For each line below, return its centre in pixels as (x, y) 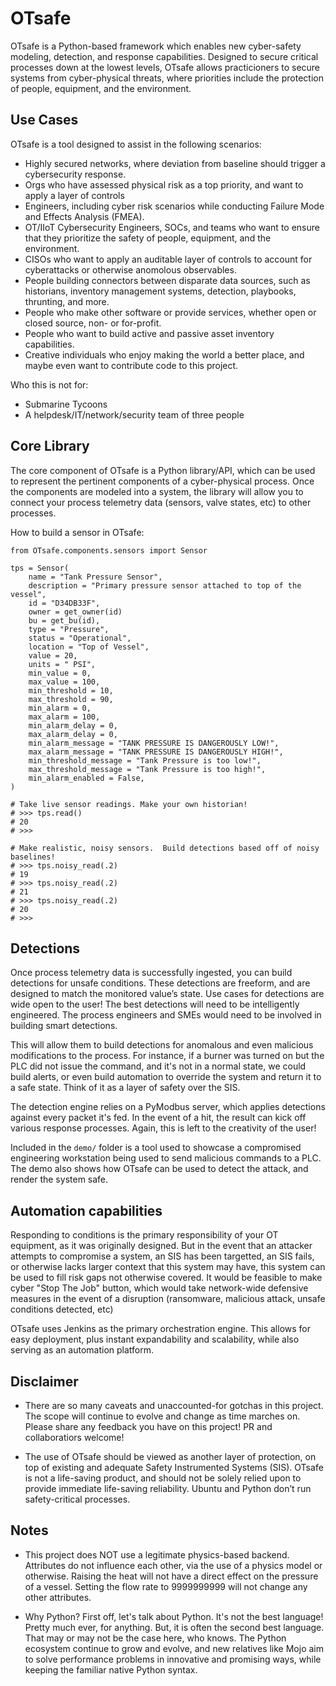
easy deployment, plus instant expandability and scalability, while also (155, 1339)
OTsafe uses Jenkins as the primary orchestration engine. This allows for (161, 1329)
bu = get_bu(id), (64, 620)
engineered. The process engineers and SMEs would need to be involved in (166, 1015)
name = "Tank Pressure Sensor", (95, 577)
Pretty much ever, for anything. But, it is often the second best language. (174, 1627)
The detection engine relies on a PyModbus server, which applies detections (168, 1107)
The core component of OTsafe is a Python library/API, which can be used (163, 470)
